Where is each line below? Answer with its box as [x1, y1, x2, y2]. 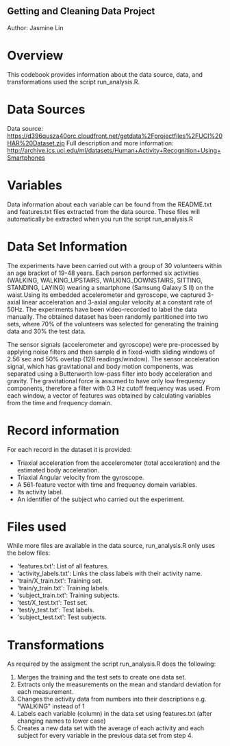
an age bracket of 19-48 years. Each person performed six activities [7, 269, 199, 277]
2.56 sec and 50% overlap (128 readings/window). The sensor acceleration [7, 354, 220, 363]
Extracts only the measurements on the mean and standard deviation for [16, 680, 221, 688]
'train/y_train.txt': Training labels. [16, 584, 110, 592]
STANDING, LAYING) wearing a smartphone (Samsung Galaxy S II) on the [7, 283, 214, 291]
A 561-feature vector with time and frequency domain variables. [16, 480, 197, 489]
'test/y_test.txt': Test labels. [16, 606, 94, 614]
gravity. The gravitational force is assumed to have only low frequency [7, 376, 205, 385]
